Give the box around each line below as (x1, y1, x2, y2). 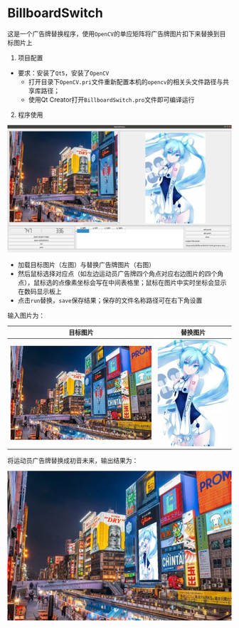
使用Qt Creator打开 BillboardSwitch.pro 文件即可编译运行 (28, 95, 195, 104)
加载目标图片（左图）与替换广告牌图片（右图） (17, 260, 155, 268)
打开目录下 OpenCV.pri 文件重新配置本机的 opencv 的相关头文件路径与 (28, 77, 223, 86)
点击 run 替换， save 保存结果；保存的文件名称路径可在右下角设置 (17, 295, 203, 304)
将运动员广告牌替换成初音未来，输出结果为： (7, 456, 139, 465)
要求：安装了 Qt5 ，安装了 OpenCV (17, 68, 110, 77)
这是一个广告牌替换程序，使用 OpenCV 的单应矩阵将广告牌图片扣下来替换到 (7, 29, 220, 38)
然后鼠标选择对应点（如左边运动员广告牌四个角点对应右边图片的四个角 (17, 269, 224, 278)
